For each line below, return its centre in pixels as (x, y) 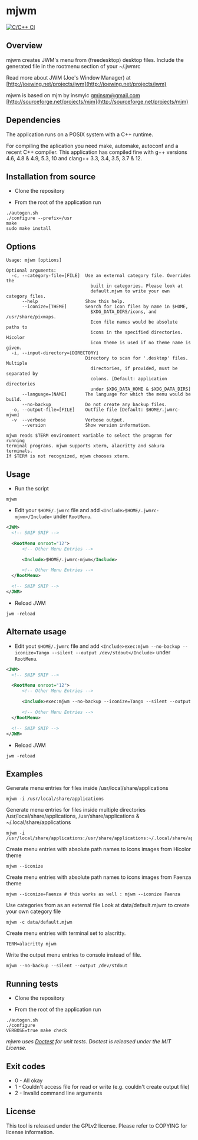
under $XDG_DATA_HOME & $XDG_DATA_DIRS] (141, 389)
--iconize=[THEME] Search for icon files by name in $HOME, (105, 307)
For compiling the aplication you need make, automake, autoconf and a (92, 146)
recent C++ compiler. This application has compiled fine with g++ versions (97, 152)
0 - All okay (29, 1080)
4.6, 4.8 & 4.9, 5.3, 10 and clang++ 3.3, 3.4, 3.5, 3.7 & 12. (74, 158)
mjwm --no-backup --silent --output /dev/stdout (67, 966)
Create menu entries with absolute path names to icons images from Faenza (99, 877)
